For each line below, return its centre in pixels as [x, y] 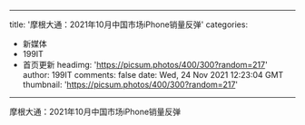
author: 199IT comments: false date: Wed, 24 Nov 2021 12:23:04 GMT [153, 75]
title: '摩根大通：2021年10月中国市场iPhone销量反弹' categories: [128, 24]
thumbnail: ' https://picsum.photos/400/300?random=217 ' [130, 84]
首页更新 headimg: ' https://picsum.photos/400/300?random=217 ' [145, 65]
